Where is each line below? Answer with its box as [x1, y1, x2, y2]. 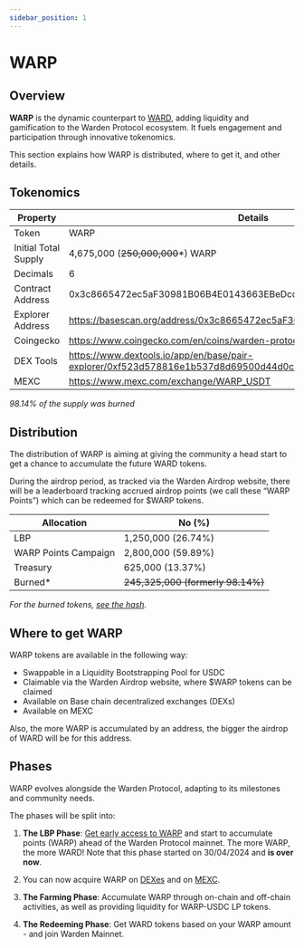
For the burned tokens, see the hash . [9, 599, 147, 610]
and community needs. [9, 792, 95, 803]
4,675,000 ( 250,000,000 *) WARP [68, 247, 217, 260]
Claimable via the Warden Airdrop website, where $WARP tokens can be [22, 676, 292, 688]
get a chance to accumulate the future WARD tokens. [9, 458, 208, 469]
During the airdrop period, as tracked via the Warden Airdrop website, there [9, 476, 291, 487]
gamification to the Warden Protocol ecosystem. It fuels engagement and [9, 121, 282, 132]
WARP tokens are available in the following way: [9, 649, 188, 661]
